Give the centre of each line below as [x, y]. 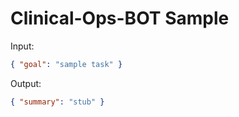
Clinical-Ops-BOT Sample [120, 18]
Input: [22, 46]
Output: [26, 83]
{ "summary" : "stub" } [57, 102]
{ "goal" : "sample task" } [66, 64]
